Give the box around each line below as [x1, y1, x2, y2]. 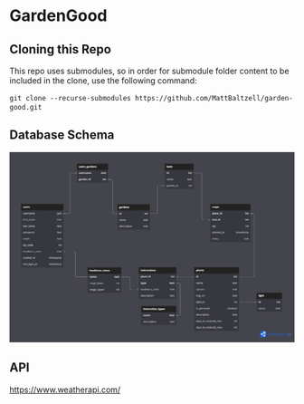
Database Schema [9, 128, 115, 143]
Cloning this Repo [9, 42, 111, 57]
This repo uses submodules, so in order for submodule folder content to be [9, 65, 290, 76]
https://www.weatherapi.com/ [9, 384, 121, 395]
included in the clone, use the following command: [9, 75, 197, 86]
